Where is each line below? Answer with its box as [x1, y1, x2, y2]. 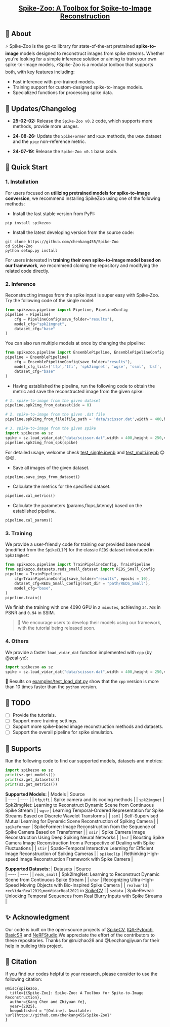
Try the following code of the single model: [5, 298, 95, 303]
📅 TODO [5, 698, 31, 707]
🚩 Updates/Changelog [5, 104, 77, 113]
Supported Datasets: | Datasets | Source [5, 866, 91, 872]
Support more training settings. [12, 718, 78, 724]
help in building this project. [5, 943, 63, 949]
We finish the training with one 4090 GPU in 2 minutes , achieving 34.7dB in [5, 604, 161, 610]
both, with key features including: [5, 69, 75, 75]
